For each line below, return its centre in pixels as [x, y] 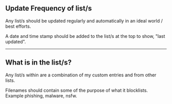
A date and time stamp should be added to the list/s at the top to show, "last [85, 36]
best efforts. [18, 26]
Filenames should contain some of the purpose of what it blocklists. [77, 90]
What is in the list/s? [38, 63]
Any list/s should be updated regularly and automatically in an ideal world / [84, 20]
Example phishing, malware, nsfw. [41, 96]
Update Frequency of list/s [49, 8]
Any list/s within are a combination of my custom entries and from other [81, 75]
